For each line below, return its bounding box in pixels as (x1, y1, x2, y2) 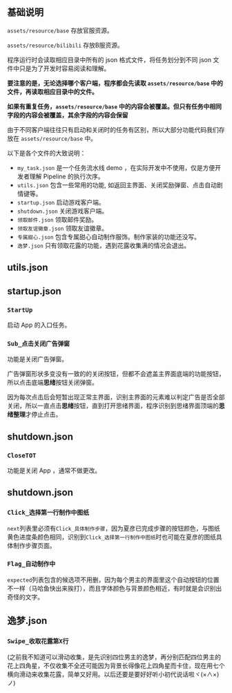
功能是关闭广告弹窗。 (7, 355, 68, 363)
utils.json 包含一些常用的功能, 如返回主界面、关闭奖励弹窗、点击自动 (17, 180, 217, 189)
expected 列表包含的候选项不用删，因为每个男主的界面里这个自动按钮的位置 (7, 576, 220, 584)
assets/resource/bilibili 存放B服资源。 (7, 41, 124, 49)
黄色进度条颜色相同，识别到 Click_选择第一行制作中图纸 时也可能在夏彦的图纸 (7, 533, 216, 541)
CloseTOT (7, 451, 37, 459)
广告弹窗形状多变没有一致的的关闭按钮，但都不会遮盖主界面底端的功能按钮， (7, 370, 225, 378)
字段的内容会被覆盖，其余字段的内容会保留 (7, 111, 128, 119)
